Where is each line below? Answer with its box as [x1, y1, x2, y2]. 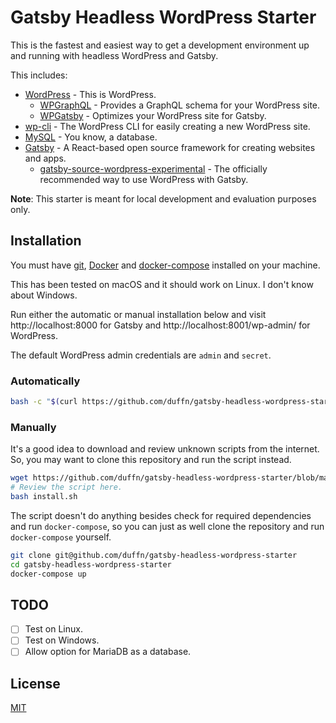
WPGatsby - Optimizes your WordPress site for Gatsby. [39, 109, 267, 121]
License [10, 675, 61, 692]
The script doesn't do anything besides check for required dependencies [10, 509, 312, 521]
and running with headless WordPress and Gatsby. [10, 49, 219, 61]
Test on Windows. [24, 634, 100, 646]
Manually [10, 420, 57, 434]
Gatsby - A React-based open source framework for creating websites [24, 141, 316, 153]
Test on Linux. [24, 623, 83, 635]
